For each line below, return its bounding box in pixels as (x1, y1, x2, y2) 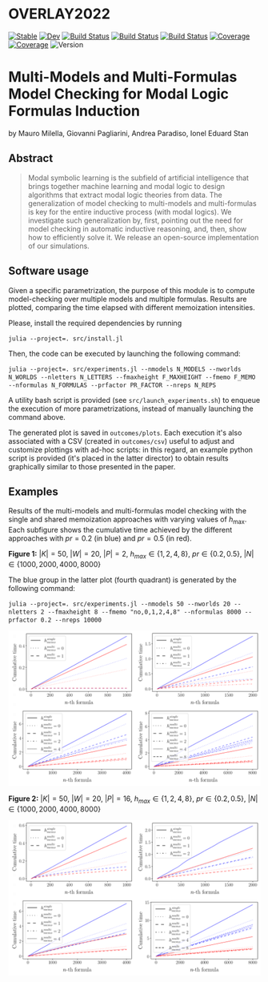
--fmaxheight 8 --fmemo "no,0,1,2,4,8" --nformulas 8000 (47, 608, 242, 616)
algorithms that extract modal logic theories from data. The (27, 190, 222, 199)
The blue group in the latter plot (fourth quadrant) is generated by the (8, 574, 238, 585)
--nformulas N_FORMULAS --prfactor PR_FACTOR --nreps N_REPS (8, 381, 217, 389)
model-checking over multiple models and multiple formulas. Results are (8, 294, 247, 304)
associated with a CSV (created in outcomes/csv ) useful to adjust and (8, 436, 234, 445)
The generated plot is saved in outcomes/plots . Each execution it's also (8, 428, 242, 437)
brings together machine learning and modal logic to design (27, 181, 226, 191)
